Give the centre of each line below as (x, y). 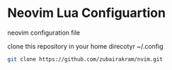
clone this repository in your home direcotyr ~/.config (86, 46)
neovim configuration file (44, 33)
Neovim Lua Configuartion (87, 13)
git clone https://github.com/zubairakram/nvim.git (85, 59)
